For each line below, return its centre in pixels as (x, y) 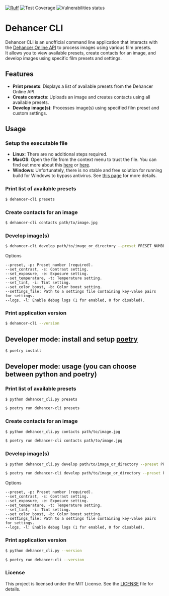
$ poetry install (23, 351)
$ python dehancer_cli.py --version (44, 551)
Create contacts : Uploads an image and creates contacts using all (81, 97)
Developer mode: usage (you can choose (71, 367)
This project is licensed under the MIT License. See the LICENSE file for (79, 583)
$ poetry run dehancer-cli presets (43, 408)
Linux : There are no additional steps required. (60, 154)
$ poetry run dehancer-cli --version (45, 560)
